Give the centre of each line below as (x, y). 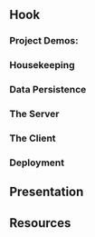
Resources (40, 223)
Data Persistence (48, 90)
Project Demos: (44, 41)
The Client (33, 138)
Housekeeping (42, 65)
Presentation (47, 192)
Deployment (37, 163)
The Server (35, 114)
